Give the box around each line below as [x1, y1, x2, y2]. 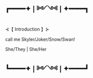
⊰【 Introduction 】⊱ [5, 26, 50, 32]
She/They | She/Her [5, 46, 47, 52]
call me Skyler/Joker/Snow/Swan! [5, 36, 75, 42]
